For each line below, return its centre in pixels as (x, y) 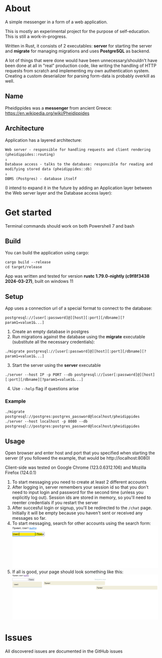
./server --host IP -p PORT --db (39, 375)
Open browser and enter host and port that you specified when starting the (80, 453)
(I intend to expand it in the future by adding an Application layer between (79, 188)
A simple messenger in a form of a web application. (57, 22)
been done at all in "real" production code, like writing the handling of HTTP (81, 66)
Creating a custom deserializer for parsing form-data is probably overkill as (80, 76)
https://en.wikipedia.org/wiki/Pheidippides (47, 113)
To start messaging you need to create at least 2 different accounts (79, 482)
